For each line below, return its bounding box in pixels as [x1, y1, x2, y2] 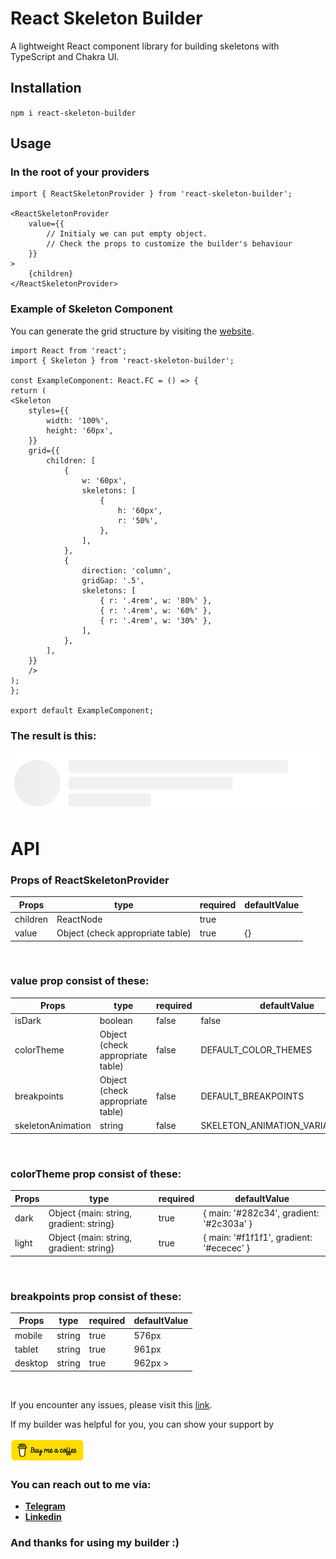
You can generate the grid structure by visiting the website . [10, 325, 255, 337]
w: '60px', [81, 475, 128, 486]
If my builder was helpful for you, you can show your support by [10, 1418, 275, 1430]
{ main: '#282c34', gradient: [203, 1207, 320, 1219]
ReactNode [56, 913, 103, 925]
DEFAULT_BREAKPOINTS [200, 1090, 305, 1102]
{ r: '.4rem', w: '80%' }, [99, 595, 213, 606]
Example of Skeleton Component [10, 302, 173, 316]
